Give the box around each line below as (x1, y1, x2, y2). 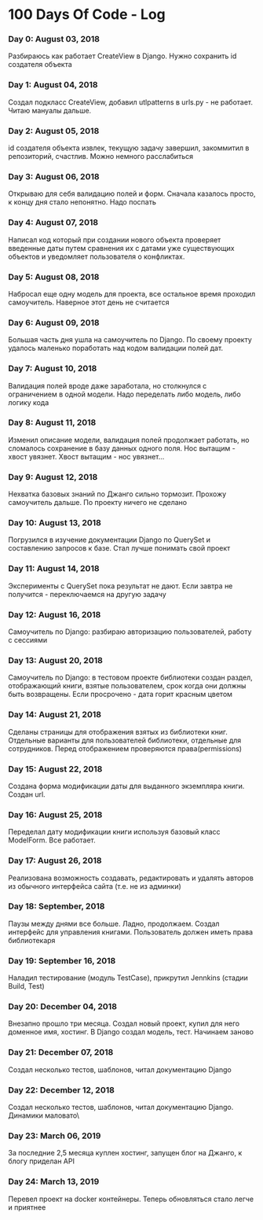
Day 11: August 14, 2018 (8, 563, 100, 574)
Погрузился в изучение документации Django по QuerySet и (8, 535, 210, 544)
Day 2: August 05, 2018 (8, 125, 100, 136)
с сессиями (8, 636, 48, 645)
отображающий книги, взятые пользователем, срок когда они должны (8, 681, 247, 691)
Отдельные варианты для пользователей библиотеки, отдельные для (8, 735, 242, 745)
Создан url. (8, 789, 46, 799)
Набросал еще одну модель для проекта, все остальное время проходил (8, 289, 256, 298)
